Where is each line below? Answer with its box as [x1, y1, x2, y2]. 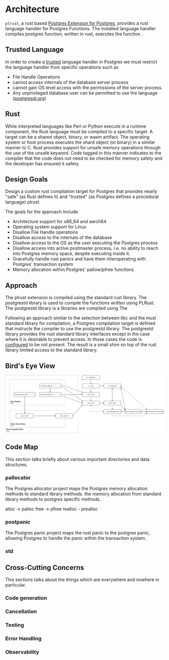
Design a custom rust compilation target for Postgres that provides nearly [5, 188, 157, 195]
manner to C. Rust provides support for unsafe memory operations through [5, 144, 161, 150]
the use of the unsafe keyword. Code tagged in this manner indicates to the [5, 150, 162, 156]
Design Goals [5, 175, 48, 183]
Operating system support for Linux [12, 224, 87, 230]
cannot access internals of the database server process [12, 79, 129, 85]
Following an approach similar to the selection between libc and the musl [5, 315, 156, 321]
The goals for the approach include [5, 209, 78, 215]
